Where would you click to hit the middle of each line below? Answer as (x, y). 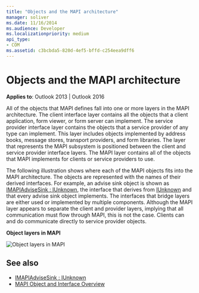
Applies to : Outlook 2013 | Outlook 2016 (55, 97)
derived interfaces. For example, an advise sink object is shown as (88, 183)
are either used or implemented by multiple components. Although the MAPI (99, 202)
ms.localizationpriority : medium (48, 34)
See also (22, 263)
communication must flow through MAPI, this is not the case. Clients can (95, 215)
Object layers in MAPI (33, 233)
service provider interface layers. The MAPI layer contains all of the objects (99, 152)
